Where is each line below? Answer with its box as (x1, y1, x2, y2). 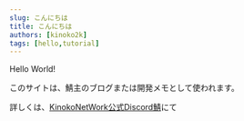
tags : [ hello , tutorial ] (9, 38, 100, 48)
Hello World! (9, 64, 56, 75)
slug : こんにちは (9, 13, 68, 23)
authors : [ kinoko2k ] (9, 30, 88, 39)
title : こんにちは (9, 22, 73, 31)
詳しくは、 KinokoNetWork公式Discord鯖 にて (9, 102, 178, 113)
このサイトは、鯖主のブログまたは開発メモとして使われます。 (9, 83, 239, 94)
